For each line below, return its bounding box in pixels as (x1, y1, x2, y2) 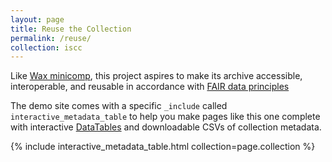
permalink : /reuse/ (10, 33, 92, 43)
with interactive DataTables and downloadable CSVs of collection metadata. (10, 121, 322, 133)
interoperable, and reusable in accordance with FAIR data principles (10, 81, 290, 93)
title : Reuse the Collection (10, 24, 132, 34)
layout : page (10, 14, 65, 25)
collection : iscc (10, 42, 83, 53)
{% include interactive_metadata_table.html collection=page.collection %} (10, 141, 316, 153)
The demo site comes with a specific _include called (10, 100, 228, 112)
